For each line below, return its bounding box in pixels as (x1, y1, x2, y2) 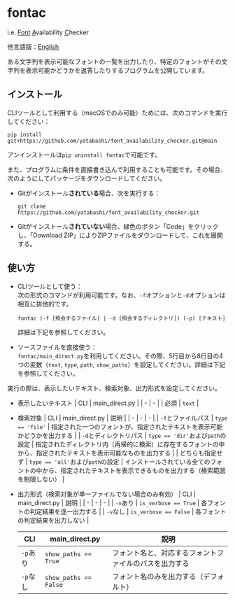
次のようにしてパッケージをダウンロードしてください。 (7, 174, 166, 183)
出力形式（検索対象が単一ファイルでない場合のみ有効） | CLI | (17, 490, 196, 498)
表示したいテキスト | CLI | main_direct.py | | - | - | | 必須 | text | (17, 399, 199, 407)
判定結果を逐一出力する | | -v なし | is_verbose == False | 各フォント (29, 507, 227, 516)
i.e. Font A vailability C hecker (7, 28, 90, 36)
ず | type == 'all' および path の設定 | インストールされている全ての (17, 457, 211, 466)
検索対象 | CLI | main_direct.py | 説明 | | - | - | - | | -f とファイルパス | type (17, 413, 228, 422)
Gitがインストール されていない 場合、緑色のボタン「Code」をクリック (17, 222, 219, 230)
